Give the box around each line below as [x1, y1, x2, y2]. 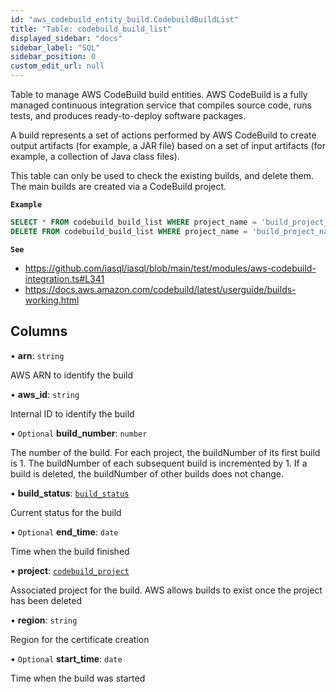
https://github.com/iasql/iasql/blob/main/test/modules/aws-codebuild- [24, 262, 317, 274]
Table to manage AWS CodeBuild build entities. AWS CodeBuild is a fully [10, 89, 308, 100]
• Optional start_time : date [10, 652, 123, 665]
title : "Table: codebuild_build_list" [10, 24, 172, 34]
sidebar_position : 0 [10, 52, 97, 62]
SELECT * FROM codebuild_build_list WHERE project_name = [10, 217, 257, 227]
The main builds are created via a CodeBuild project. [10, 181, 227, 192]
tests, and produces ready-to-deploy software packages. [10, 110, 247, 121]
